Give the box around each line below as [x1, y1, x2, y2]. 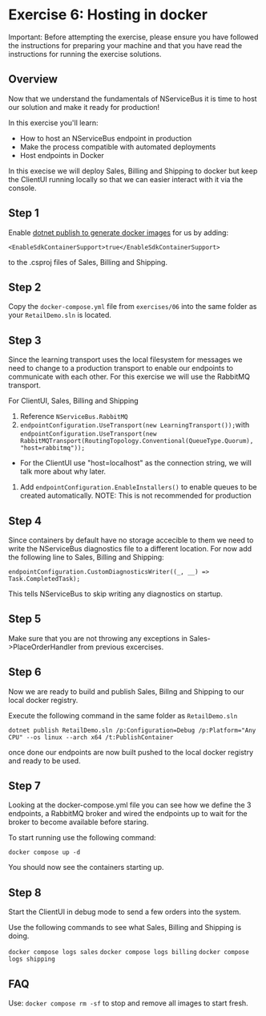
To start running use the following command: [8, 833, 156, 843]
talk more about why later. [19, 467, 107, 477]
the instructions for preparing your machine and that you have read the [8, 40, 243, 50]
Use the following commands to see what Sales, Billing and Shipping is [8, 923, 242, 933]
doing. [8, 931, 30, 941]
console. [8, 183, 38, 193]
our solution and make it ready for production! [8, 102, 160, 112]
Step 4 [8, 514, 42, 527]
